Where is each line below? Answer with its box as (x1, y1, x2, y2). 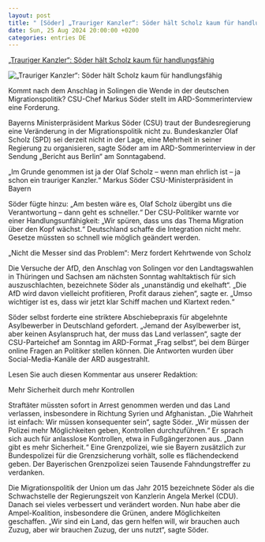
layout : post (8, 11, 51, 20)
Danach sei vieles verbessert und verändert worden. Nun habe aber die (8, 500, 241, 510)
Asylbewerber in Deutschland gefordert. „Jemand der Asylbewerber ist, (8, 321, 241, 331)
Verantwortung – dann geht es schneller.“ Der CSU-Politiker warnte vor (8, 207, 239, 218)
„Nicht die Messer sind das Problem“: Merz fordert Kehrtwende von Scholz (8, 248, 252, 258)
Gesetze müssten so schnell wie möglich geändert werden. (8, 233, 201, 242)
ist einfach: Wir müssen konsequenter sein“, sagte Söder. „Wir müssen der (8, 417, 250, 427)
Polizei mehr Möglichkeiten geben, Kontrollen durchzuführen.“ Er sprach (8, 426, 244, 435)
